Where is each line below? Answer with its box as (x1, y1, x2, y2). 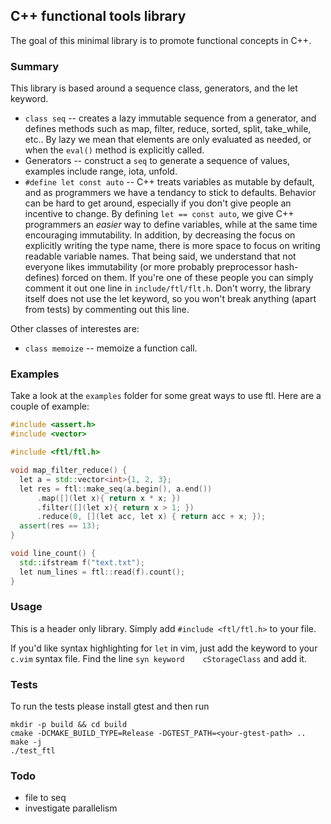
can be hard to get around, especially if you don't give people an (24, 197, 292, 209)
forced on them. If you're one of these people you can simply (61, 272, 314, 284)
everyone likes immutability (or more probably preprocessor (24, 261, 273, 273)
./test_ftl (10, 746, 56, 756)
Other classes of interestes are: (10, 323, 140, 335)
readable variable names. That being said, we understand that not (24, 250, 297, 263)
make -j (10, 737, 43, 748)
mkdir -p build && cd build (10, 720, 128, 730)
